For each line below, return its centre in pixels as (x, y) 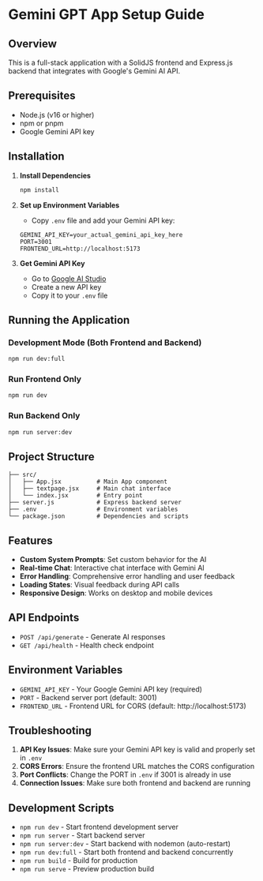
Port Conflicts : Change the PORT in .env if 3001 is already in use (125, 774)
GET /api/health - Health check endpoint (86, 645)
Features (30, 540)
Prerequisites (42, 96)
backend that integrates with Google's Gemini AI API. (94, 71)
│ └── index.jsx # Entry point (76, 496)
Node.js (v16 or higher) (57, 114)
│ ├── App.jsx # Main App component (88, 482)
